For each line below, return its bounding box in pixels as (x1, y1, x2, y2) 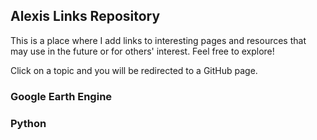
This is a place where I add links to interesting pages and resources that (10, 34, 307, 46)
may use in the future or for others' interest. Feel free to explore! (10, 45, 275, 57)
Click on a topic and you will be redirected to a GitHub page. (10, 64, 258, 76)
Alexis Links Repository (10, 8, 161, 25)
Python (10, 116, 47, 130)
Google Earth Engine (10, 89, 113, 103)
